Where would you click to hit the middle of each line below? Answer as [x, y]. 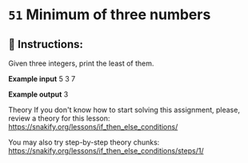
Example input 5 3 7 [42, 79]
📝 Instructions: [46, 44]
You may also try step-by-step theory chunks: [84, 142]
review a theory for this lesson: [59, 118]
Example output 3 [38, 94]
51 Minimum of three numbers [110, 15]
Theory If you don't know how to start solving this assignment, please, [124, 110]
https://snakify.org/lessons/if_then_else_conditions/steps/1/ [106, 151]
